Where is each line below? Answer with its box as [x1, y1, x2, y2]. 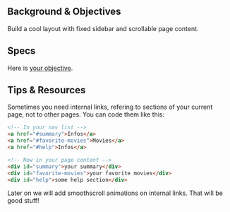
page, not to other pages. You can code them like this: [7, 110, 165, 119]
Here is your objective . [7, 64, 73, 72]
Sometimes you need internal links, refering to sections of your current [7, 102, 213, 112]
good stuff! [7, 196, 40, 205]
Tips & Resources [7, 84, 86, 96]
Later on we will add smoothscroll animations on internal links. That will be [7, 189, 224, 197]
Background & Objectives [7, 6, 121, 18]
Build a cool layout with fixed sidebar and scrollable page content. [7, 24, 199, 33]
